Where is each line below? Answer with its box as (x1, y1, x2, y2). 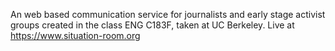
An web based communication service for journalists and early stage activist (10, 9, 326, 20)
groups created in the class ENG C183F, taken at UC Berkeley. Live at (10, 19, 295, 31)
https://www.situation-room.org (10, 30, 141, 41)
